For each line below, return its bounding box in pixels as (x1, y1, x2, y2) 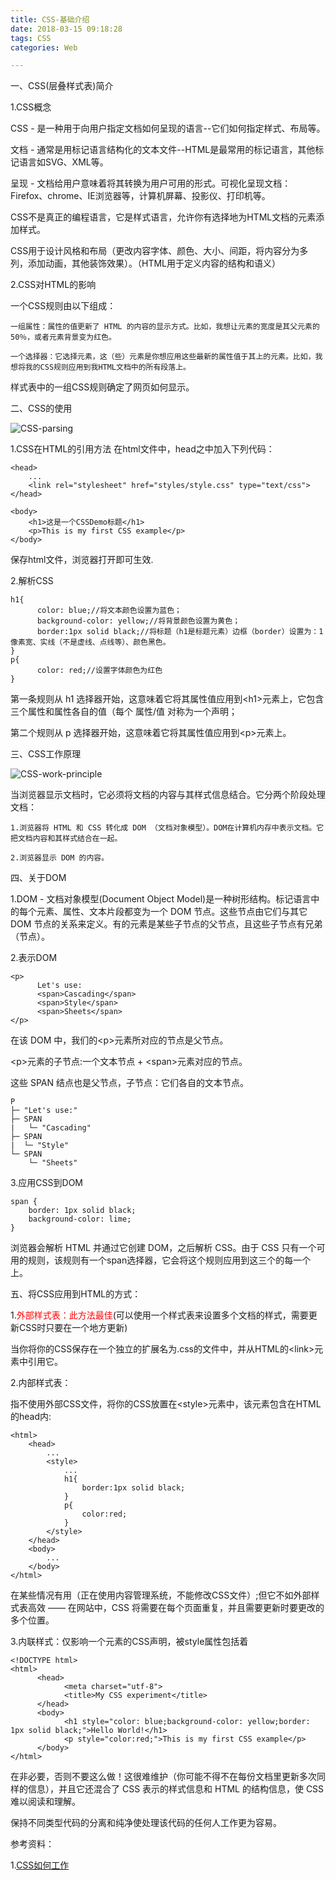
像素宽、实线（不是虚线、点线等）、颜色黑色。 (10, 637, 171, 648)
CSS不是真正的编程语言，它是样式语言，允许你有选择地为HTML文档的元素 (10, 211, 317, 223)
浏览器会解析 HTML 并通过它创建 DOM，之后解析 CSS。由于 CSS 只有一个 (10, 1242, 317, 1254)
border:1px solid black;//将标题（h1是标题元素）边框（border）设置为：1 (36, 627, 324, 637)
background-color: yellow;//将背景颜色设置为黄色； (36, 616, 241, 626)
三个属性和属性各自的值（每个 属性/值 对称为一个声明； (10, 706, 238, 718)
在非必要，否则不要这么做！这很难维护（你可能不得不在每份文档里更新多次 (10, 1771, 317, 1783)
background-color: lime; (28, 1214, 132, 1225)
